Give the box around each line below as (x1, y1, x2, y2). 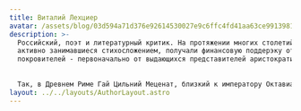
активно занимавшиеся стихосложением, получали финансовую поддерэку (17, 47, 282, 55)
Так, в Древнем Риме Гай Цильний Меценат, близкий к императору (17, 80, 262, 89)
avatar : (9, 21, 39, 30)
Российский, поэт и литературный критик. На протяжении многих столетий (17, 38, 295, 47)
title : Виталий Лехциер (9, 13, 99, 22)
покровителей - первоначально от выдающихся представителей (17, 55, 246, 64)
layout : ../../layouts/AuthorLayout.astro (9, 88, 170, 97)
